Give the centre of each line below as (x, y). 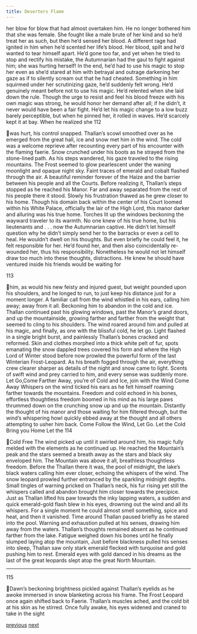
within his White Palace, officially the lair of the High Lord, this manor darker (98, 208)
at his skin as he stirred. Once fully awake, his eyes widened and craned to (96, 607)
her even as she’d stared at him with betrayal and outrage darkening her (93, 72)
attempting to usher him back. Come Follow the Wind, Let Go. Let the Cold (96, 424)
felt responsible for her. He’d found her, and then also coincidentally (88, 245)
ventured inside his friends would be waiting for (64, 264)
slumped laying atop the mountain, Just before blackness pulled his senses (97, 541)
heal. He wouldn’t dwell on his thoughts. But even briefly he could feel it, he (97, 239)
